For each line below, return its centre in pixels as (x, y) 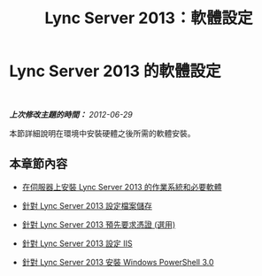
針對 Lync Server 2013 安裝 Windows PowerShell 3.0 (118, 262)
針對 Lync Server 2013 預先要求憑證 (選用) (99, 224)
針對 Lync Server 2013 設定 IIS (77, 243)
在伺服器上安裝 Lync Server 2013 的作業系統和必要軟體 (122, 187)
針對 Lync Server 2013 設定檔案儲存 (87, 205)
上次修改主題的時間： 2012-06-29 (71, 114)
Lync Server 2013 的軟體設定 (115, 71)
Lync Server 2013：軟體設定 (149, 18)
